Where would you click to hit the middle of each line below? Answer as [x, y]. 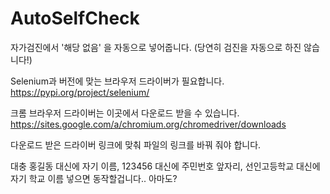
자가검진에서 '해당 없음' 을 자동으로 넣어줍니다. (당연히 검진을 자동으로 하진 [156, 47]
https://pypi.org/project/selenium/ [80, 92]
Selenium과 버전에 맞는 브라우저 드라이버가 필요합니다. [117, 81]
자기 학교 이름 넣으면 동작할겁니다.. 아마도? [94, 178]
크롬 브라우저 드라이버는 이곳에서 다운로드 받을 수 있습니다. [125, 113]
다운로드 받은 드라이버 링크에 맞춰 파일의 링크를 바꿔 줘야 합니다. [136, 144]
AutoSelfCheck [75, 18]
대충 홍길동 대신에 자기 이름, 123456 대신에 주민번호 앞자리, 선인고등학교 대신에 [165, 166]
